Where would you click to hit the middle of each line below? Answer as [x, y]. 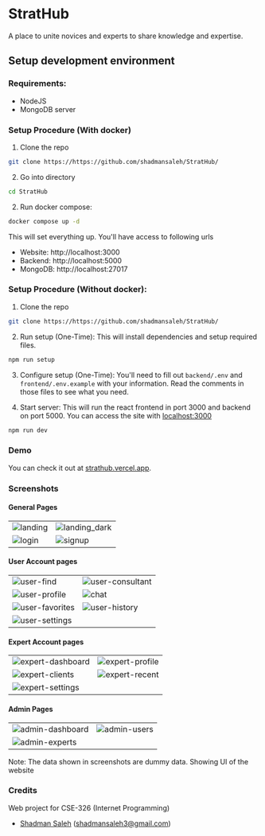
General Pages [33, 507]
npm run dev [28, 430]
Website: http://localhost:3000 [70, 252]
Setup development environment [92, 61]
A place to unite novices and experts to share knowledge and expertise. [126, 36]
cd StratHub [28, 192]
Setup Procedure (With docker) [70, 130]
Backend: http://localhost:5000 [70, 260]
